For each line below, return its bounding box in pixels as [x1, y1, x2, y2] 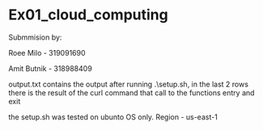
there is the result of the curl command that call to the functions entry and [8, 87, 255, 98]
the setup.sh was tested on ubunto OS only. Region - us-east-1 [8, 111, 218, 122]
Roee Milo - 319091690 [8, 48, 87, 57]
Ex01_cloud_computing [8, 6, 168, 24]
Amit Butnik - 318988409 [8, 63, 93, 73]
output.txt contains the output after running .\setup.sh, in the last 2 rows [8, 79, 249, 89]
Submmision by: [8, 32, 62, 42]
